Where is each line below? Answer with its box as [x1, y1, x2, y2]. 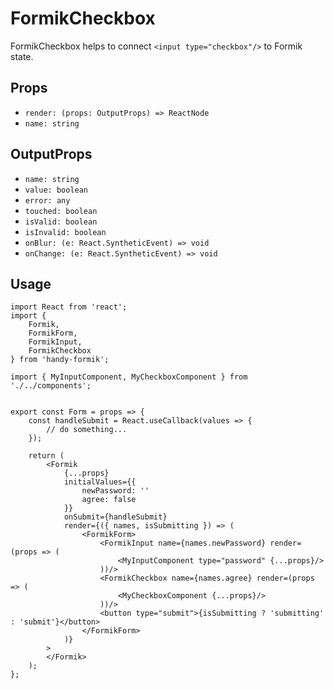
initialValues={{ [63, 477, 137, 487]
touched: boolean [24, 206, 98, 216]
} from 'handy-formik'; [10, 355, 110, 365]
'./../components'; [10, 381, 92, 391]
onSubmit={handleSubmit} [63, 512, 168, 522]
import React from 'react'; [10, 302, 128, 312]
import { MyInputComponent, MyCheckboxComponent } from [10, 372, 248, 382]
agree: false [81, 495, 137, 505]
